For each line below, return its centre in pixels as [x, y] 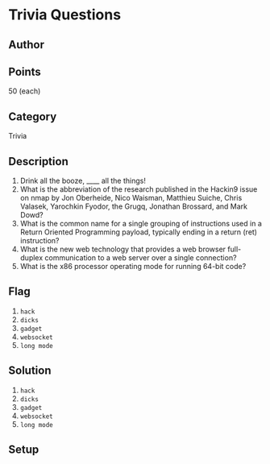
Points [25, 71]
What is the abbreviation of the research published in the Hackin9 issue [139, 189]
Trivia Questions [65, 15]
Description [38, 162]
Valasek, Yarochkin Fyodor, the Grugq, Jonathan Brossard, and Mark [134, 206]
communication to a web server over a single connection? [141, 258]
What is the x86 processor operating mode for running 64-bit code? [133, 267]
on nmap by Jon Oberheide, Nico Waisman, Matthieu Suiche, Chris [131, 198]
